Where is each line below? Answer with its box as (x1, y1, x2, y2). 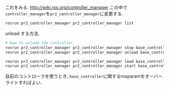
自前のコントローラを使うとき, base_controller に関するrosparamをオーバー (5, 73, 163, 79)
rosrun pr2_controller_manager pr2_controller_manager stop (5, 45, 134, 50)
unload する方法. (5, 30, 40, 36)
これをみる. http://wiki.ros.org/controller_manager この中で (5, 5, 127, 10)
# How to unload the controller (5, 40, 73, 45)
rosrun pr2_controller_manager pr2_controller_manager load (5, 59, 134, 64)
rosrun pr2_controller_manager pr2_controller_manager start (5, 63, 136, 69)
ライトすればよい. (5, 79, 42, 85)
